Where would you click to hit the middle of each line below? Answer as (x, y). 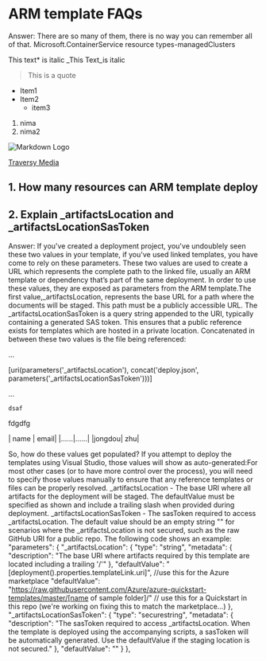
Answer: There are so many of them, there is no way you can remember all (130, 36)
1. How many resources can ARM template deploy (133, 188)
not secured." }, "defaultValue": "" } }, (69, 649)
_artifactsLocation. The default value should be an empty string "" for (121, 522)
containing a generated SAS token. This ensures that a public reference (125, 323)
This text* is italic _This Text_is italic (67, 60)
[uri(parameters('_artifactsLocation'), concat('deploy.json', (104, 370)
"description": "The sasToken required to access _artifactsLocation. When (129, 624)
